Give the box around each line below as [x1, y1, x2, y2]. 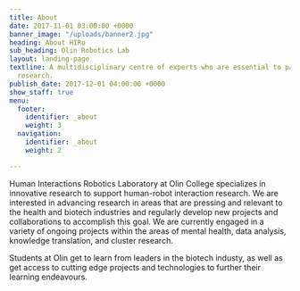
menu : [9, 96, 29, 105]
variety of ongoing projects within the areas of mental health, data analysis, [9, 225, 287, 237]
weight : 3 [25, 121, 62, 130]
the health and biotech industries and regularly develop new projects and [9, 206, 279, 217]
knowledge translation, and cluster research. [9, 235, 174, 245]
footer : [17, 104, 46, 113]
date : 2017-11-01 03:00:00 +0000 [9, 21, 134, 30]
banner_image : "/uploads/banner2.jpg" [9, 29, 154, 38]
